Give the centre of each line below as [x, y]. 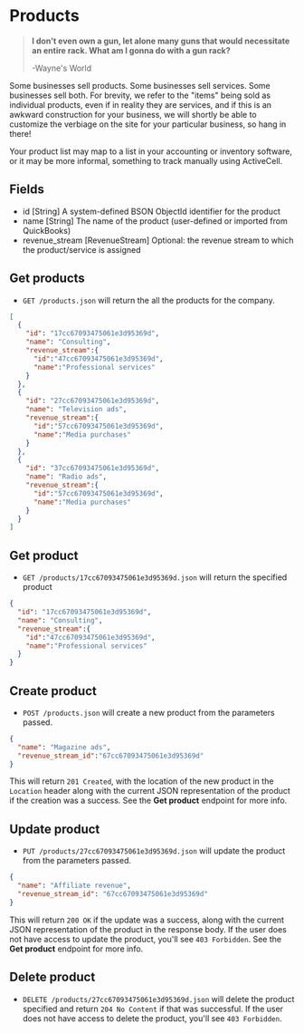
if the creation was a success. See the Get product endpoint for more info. [148, 801]
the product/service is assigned [81, 249]
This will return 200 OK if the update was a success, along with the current [147, 920]
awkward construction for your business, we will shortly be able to [133, 114]
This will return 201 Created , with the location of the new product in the [142, 781]
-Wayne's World [62, 68]
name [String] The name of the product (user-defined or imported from [155, 221]
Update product [55, 829]
